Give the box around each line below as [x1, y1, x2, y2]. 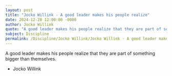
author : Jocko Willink [5, 22, 54, 27]
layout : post [5, 7, 33, 13]
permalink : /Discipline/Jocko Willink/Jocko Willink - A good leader [5, 36, 157, 42]
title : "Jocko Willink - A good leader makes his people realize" [5, 12, 150, 17]
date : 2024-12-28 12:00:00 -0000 [5, 17, 77, 22]
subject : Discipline [5, 31, 50, 36]
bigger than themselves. [5, 55, 56, 62]
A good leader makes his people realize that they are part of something [5, 50, 155, 56]
